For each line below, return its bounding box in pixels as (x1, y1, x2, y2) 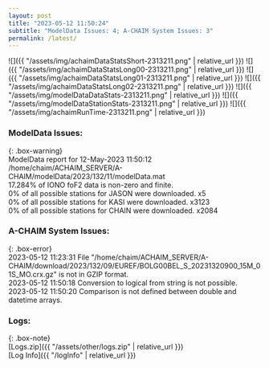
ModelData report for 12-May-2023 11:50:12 (8, 154, 153, 164)
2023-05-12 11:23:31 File (8, 252, 90, 262)
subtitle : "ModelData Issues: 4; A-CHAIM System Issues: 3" (8, 27, 214, 35)
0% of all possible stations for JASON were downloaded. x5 (8, 188, 206, 198)
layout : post (8, 11, 52, 20)
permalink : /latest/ (8, 34, 78, 43)
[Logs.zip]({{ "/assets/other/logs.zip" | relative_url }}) (8, 342, 184, 352)
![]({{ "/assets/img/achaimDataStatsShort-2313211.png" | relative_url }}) (8, 56, 245, 66)
